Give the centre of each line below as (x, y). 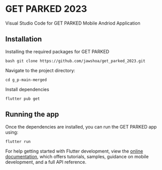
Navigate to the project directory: (40, 70)
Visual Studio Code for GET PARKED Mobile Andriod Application (73, 23)
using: (12, 132)
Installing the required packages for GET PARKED (57, 51)
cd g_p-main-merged (26, 80)
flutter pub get (23, 99)
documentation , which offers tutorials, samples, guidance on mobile (77, 156)
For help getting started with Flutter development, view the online (74, 151)
